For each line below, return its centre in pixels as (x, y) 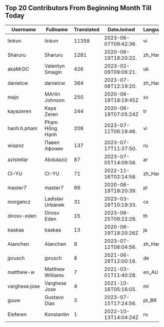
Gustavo (54, 297)
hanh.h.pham (22, 128)
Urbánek (55, 205)
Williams (54, 275)
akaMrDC (18, 69)
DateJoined (121, 29)
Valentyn (55, 66)
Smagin (53, 72)
